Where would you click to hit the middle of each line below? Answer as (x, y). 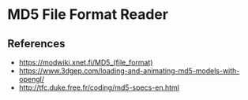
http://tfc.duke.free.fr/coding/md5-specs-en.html (99, 87)
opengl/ (32, 79)
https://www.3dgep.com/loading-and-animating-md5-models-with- (129, 71)
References (36, 44)
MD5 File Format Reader (88, 15)
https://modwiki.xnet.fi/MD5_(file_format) (86, 62)
